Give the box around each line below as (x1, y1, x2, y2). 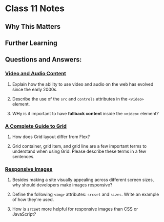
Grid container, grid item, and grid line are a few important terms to (12, 143, 147, 149)
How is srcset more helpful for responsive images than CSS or (12, 206, 138, 212)
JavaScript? (12, 211, 37, 217)
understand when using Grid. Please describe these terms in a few (12, 148, 146, 154)
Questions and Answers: (5, 56, 82, 64)
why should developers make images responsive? (12, 182, 113, 188)
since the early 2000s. (12, 86, 58, 92)
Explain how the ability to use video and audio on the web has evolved (12, 81, 154, 87)
